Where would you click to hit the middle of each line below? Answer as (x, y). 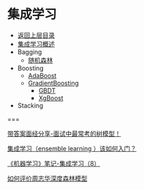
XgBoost (51, 98)
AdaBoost (42, 75)
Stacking (30, 105)
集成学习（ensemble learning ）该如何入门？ (72, 148)
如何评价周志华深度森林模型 (47, 178)
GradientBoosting (53, 83)
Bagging (30, 52)
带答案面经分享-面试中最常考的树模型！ (64, 133)
